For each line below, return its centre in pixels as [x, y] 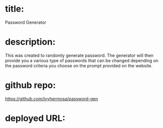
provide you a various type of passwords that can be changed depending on [82, 60]
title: [15, 9]
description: [30, 42]
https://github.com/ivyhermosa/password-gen [52, 98]
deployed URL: [35, 118]
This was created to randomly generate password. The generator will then [79, 55]
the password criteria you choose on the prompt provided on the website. [79, 65]
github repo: [30, 85]
